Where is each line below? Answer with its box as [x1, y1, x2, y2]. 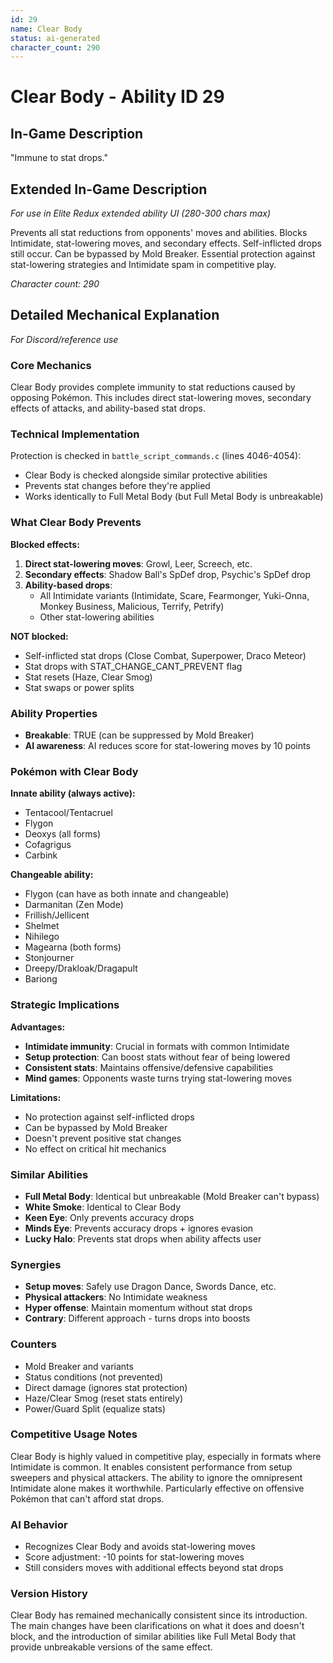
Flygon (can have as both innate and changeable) [24, 888, 230, 900]
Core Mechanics [10, 358, 92, 372]
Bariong [24, 973, 58, 985]
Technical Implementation [10, 427, 140, 441]
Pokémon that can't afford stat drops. [10, 1492, 165, 1505]
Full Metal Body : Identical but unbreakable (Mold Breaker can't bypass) [24, 1190, 320, 1202]
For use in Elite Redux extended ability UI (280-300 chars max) [10, 207, 272, 220]
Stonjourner [24, 952, 75, 964]
